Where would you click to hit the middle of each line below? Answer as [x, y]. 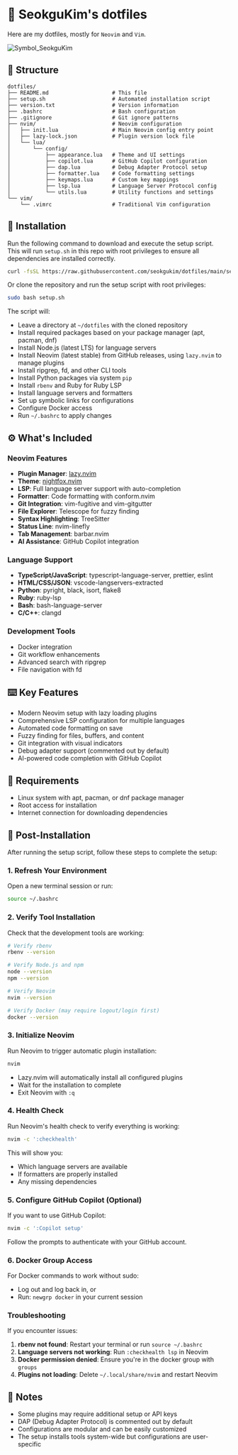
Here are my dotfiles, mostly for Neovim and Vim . [77, 34]
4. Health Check [35, 1111]
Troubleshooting [36, 1315]
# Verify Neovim [31, 991]
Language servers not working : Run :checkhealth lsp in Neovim [113, 1352]
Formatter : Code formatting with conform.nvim [86, 496]
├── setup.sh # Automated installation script [109, 99]
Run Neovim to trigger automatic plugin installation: [82, 1051]
